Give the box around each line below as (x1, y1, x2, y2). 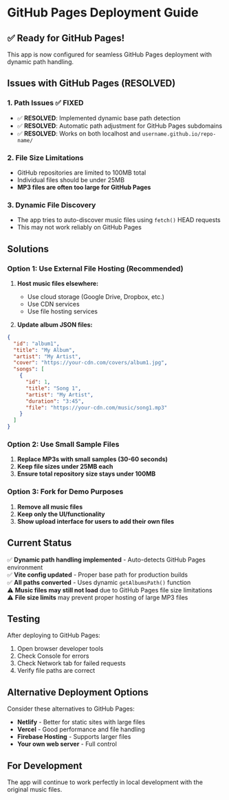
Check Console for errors (17, 652, 89, 660)
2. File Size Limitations (7, 153, 84, 162)
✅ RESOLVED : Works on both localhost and (17, 129, 141, 137)
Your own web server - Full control (17, 740, 117, 748)
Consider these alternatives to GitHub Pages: (7, 704, 135, 713)
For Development (7, 759, 83, 771)
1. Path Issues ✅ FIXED (7, 98, 84, 108)
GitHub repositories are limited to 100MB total (17, 168, 146, 177)
